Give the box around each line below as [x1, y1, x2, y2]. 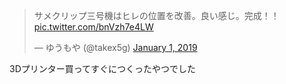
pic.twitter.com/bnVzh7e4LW [33, 21, 154, 33]
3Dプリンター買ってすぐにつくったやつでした [9, 63, 197, 74]
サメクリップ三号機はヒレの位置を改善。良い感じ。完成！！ [33, 10, 280, 21]
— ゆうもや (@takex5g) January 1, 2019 [33, 42, 198, 53]
